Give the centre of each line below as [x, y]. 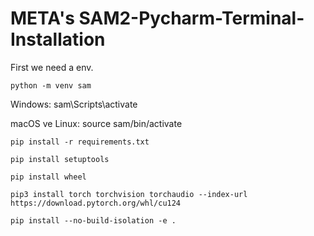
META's [42, 18]
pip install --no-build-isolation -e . [93, 220]
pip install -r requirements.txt [80, 142]
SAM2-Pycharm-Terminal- [191, 18]
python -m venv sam [51, 85]
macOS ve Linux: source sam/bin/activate [96, 123]
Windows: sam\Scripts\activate [74, 104]
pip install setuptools [60, 159]
